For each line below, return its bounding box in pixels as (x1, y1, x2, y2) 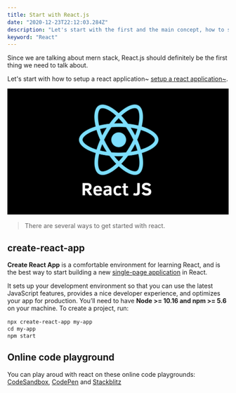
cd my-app (7, 326, 37, 333)
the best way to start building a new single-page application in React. (7, 268, 208, 277)
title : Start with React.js (7, 11, 90, 18)
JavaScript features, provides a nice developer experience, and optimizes (7, 289, 221, 298)
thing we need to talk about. (7, 61, 88, 69)
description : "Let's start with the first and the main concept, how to (7, 26, 225, 33)
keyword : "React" (7, 34, 58, 41)
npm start (7, 333, 37, 340)
